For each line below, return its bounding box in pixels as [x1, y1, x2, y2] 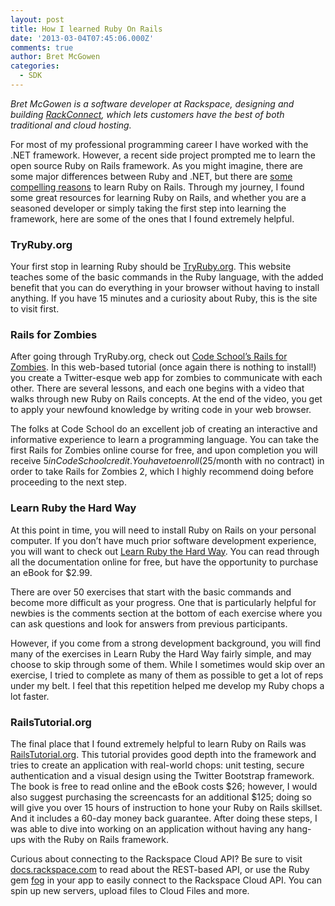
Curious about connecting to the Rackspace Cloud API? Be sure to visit [10, 853, 303, 865]
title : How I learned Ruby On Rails [10, 24, 163, 34]
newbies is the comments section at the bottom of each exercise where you [10, 607, 323, 619]
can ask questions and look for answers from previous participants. [10, 617, 288, 630]
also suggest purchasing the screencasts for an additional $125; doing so [10, 791, 312, 803]
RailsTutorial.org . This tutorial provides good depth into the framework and [10, 749, 317, 761]
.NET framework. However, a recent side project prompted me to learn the [10, 149, 316, 161]
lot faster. [10, 690, 50, 702]
